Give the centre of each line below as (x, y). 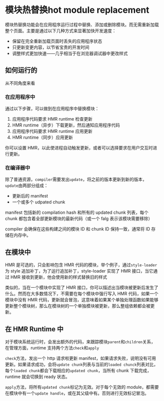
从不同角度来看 (20, 83)
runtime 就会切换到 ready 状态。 (37, 376)
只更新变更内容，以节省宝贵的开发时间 (51, 47)
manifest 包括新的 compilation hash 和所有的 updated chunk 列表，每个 (77, 213)
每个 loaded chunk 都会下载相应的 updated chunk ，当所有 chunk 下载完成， (78, 370)
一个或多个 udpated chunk (39, 202)
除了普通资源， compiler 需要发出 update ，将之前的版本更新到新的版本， (76, 179)
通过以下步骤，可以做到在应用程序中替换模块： (52, 109)
